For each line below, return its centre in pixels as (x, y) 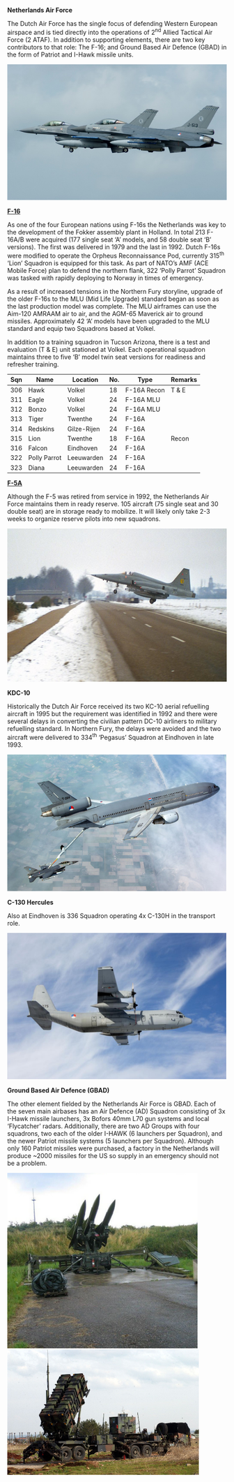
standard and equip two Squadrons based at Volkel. (81, 328)
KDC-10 (19, 693)
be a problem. (27, 1163)
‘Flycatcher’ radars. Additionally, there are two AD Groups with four (103, 1126)
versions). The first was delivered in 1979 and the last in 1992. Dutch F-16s (114, 247)
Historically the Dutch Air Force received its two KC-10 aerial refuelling (108, 706)
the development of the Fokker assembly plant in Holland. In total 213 (106, 232)
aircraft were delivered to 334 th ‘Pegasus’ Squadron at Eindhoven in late (111, 737)
